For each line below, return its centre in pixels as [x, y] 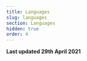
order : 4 [17, 34]
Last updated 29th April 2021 [43, 51]
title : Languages [28, 12]
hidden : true [23, 29]
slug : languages [27, 18]
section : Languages [31, 23]
